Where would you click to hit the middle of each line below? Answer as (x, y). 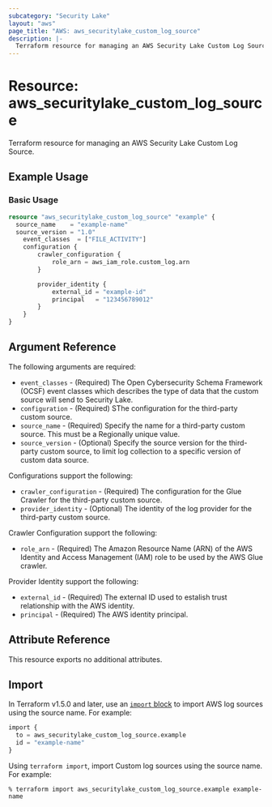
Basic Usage (34, 200)
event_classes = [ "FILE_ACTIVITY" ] (85, 240)
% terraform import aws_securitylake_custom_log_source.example (119, 789)
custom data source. (54, 459)
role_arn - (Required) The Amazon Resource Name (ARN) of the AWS (136, 549)
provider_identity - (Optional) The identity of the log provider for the (136, 508)
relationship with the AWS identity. (77, 605)
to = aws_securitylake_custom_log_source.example (101, 735)
